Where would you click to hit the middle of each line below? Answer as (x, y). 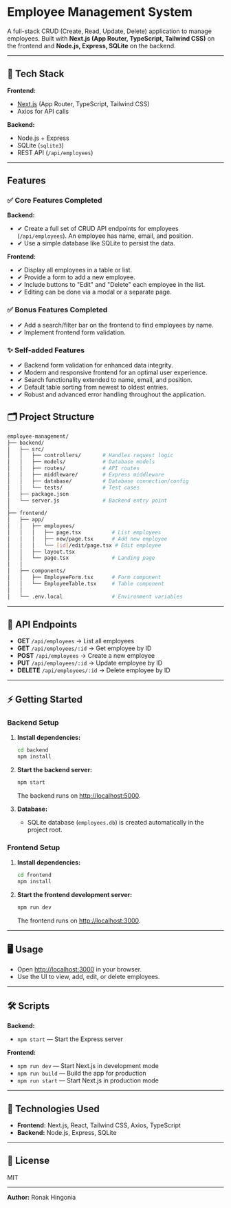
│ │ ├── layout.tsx (41, 552)
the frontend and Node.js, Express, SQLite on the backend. (92, 46)
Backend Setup (33, 723)
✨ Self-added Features (46, 350)
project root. (45, 829)
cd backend (33, 750)
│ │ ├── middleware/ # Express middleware (86, 475)
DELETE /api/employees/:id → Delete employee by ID (93, 670)
